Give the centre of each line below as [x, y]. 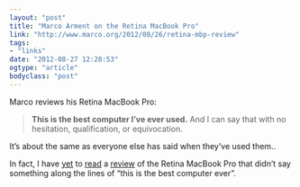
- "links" [28, 51]
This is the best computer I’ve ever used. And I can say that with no [159, 119]
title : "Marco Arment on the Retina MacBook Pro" [105, 26]
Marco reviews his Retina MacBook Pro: [83, 102]
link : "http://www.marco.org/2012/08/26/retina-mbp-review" [125, 34]
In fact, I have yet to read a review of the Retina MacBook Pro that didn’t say [150, 164]
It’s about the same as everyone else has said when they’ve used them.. [143, 146]
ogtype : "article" [44, 68]
